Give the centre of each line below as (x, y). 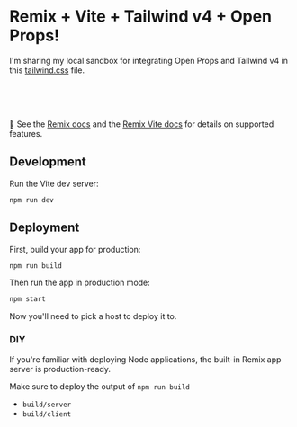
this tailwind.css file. (47, 70)
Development (48, 162)
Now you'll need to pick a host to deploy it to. (93, 316)
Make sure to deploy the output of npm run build (100, 386)
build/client (47, 414)
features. (26, 133)
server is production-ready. (60, 369)
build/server (47, 405)
